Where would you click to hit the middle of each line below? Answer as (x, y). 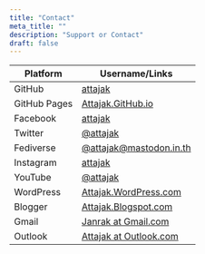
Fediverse (35, 148)
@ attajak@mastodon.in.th (136, 148)
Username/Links (136, 73)
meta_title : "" (38, 26)
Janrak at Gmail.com (125, 221)
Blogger (31, 207)
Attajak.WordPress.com (131, 192)
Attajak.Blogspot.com (127, 207)
